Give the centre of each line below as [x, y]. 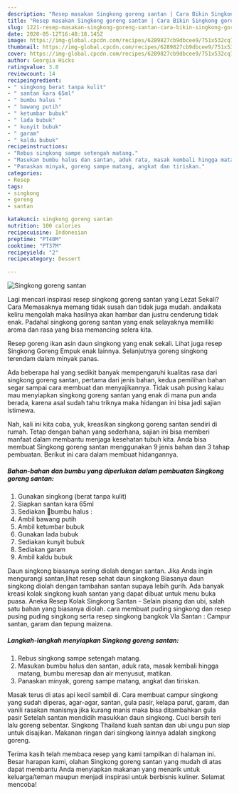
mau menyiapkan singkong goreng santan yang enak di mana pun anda [112, 395]
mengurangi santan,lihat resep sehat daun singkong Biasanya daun [106, 579]
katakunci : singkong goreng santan [60, 219]
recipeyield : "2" [33, 253]
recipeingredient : [34, 80]
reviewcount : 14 [31, 73]
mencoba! [22, 785]
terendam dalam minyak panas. [53, 359]
